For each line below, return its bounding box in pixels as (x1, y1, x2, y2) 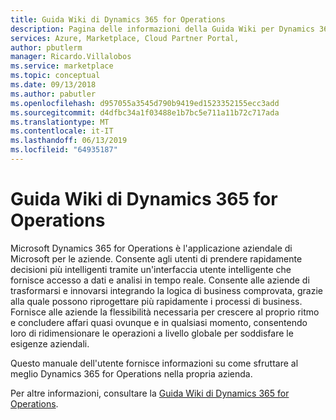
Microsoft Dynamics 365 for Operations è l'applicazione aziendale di (10, 242, 293, 254)
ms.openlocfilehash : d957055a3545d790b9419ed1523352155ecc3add (10, 98, 280, 108)
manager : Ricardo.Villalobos (10, 52, 132, 62)
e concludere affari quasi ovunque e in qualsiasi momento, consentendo (10, 316, 308, 328)
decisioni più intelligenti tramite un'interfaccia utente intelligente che (10, 263, 292, 275)
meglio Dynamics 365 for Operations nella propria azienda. (10, 367, 253, 380)
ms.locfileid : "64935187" (10, 145, 118, 155)
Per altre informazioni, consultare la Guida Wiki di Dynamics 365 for (10, 387, 290, 399)
